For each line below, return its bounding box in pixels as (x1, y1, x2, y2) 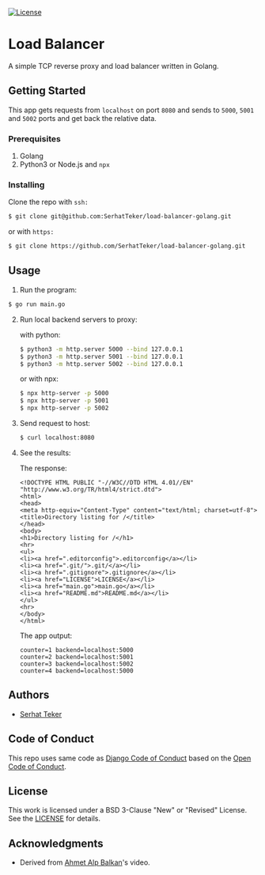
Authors (8, 688, 50, 702)
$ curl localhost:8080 (19, 434, 95, 442)
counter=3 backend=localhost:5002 (19, 660, 134, 668)
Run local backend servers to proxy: (19, 315, 138, 324)
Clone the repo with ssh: (8, 198, 89, 207)
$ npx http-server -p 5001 (19, 397, 109, 405)
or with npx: (19, 374, 59, 383)
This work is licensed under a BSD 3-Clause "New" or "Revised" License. (8, 805, 248, 815)
